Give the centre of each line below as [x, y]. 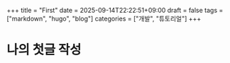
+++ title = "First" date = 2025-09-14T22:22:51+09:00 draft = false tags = [115, 10]
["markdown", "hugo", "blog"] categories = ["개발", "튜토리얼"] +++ [104, 18]
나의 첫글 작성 [44, 50]
